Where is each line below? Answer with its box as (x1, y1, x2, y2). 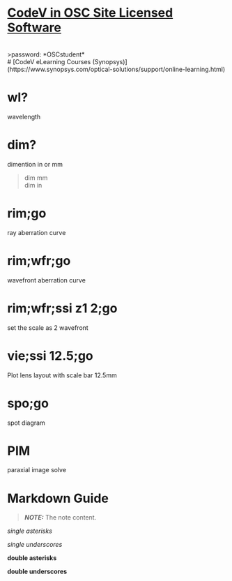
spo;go (7, 395, 49, 411)
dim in (24, 181, 42, 189)
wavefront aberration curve (7, 276, 86, 284)
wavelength (7, 112, 41, 121)
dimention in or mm (7, 160, 63, 168)
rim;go (7, 206, 47, 221)
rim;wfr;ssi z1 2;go (7, 300, 118, 316)
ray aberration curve (7, 228, 66, 236)
